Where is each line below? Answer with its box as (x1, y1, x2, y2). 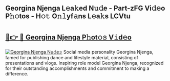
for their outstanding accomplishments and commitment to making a (5, 65, 150, 71)
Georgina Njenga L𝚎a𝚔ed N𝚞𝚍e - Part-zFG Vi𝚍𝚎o (5, 4, 165, 13)
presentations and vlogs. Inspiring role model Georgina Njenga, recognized (5, 60, 164, 66)
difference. (5, 71, 29, 76)
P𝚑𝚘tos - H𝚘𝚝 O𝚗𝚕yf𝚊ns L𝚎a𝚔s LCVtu (5, 12, 131, 21)
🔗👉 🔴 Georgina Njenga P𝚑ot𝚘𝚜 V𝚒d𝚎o (5, 33, 132, 42)
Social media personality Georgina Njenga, (63, 49, 154, 55)
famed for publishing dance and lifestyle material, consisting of (5, 55, 138, 60)
